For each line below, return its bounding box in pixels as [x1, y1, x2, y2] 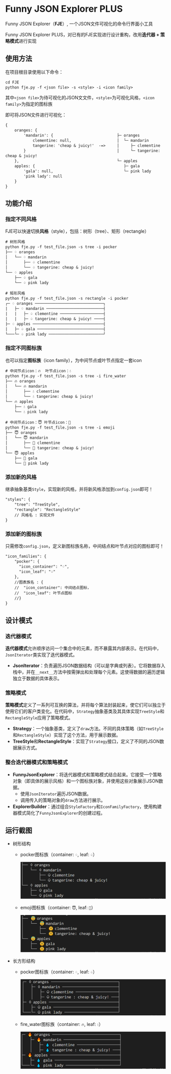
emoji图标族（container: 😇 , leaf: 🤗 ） [20, 904, 96, 910]
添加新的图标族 [5, 530, 42, 538]
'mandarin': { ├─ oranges [23, 132, 140, 138]
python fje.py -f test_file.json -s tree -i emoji [5, 425, 115, 430]
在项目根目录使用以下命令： [5, 69, 64, 75]
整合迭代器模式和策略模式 [5, 759, 68, 766]
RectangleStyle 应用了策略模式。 [5, 714, 73, 721]
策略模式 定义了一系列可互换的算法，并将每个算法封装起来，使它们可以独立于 [5, 702, 166, 708]
